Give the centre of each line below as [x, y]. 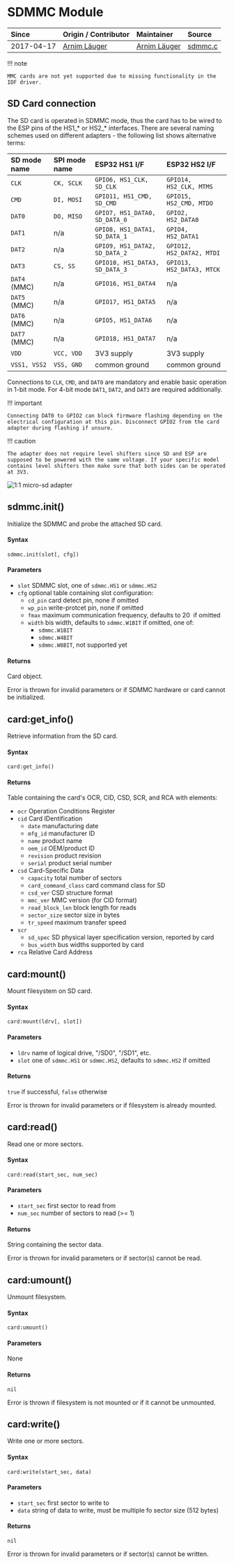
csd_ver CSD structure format [70, 893]
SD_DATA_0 [111, 220]
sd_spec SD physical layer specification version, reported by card [121, 937]
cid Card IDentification [50, 818]
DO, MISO [68, 216]
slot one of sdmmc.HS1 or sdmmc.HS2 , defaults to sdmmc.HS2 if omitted [114, 1060]
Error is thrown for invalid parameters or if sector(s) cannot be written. [108, 1554]
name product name [55, 841]
